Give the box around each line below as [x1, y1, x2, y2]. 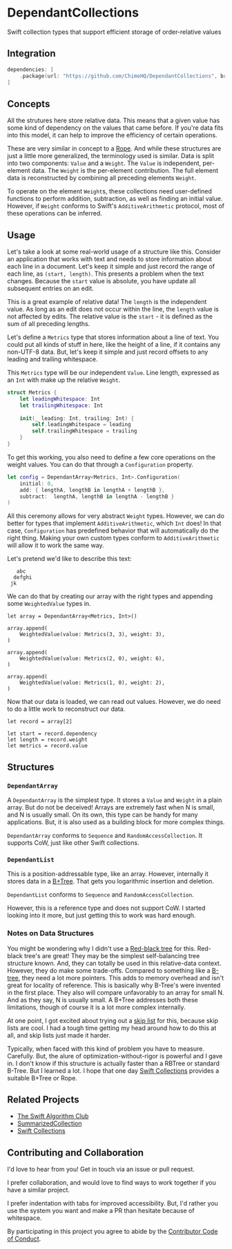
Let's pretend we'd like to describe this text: [7, 555, 133, 563]
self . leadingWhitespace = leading [32, 421, 131, 428]
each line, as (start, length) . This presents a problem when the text [7, 269, 204, 278]
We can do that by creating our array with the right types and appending [7, 592, 213, 600]
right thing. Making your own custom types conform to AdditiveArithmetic [7, 534, 220, 542]
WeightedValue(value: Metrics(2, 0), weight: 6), [19, 655, 166, 662]
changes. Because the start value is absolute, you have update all [7, 277, 197, 285]
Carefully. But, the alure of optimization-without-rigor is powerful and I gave [7, 1051, 223, 1060]
